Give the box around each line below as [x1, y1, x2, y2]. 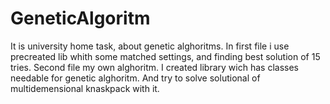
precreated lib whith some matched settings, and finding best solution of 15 [10, 50, 321, 62]
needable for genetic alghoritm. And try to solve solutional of [10, 72, 261, 84]
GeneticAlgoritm [10, 7, 151, 30]
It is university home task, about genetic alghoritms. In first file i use [10, 40, 290, 52]
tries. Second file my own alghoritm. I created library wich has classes [10, 61, 299, 73]
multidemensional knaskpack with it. [10, 82, 160, 94]
